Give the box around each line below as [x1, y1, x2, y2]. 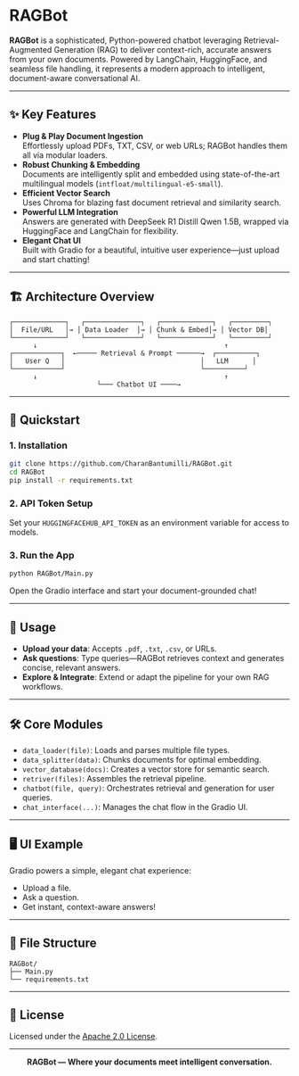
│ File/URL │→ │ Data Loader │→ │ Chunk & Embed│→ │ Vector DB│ [9, 325, 269, 335]
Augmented [9, 44, 53, 54]
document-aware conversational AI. [9, 72, 141, 83]
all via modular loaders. [21, 149, 109, 161]
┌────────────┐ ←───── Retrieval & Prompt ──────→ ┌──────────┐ [9, 349, 261, 358]
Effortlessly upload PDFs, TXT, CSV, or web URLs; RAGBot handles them [21, 140, 287, 151]
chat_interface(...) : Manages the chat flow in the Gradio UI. [21, 801, 248, 812]
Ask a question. [21, 891, 80, 902]
